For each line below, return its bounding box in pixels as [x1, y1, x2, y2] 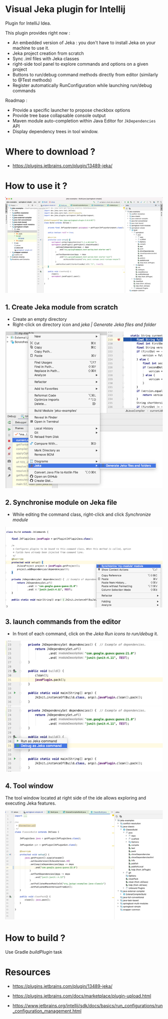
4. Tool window [5, 781, 53, 790]
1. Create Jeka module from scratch [5, 303, 118, 311]
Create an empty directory [12, 316, 67, 322]
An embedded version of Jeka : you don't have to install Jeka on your [12, 39, 156, 46]
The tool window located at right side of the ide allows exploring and [5, 795, 146, 801]
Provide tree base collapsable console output [12, 112, 106, 119]
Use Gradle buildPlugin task [5, 949, 62, 955]
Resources [5, 967, 51, 978]
